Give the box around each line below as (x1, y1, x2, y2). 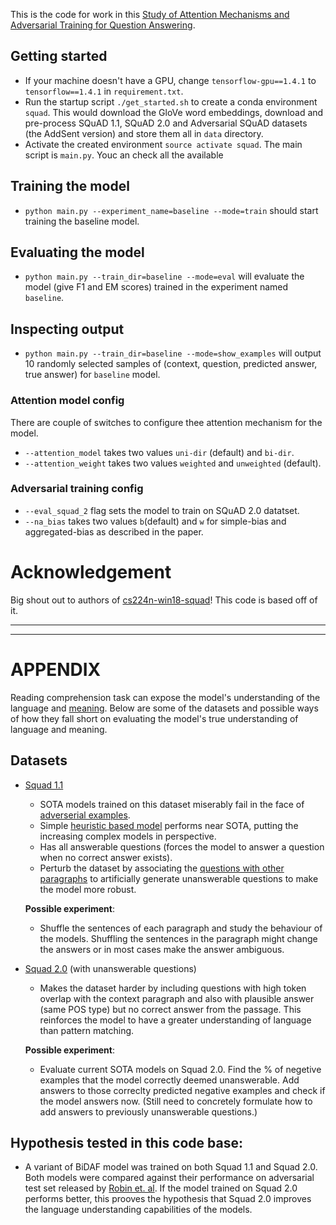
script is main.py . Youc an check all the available (24, 149, 224, 161)
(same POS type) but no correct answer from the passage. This (39, 1003, 302, 1015)
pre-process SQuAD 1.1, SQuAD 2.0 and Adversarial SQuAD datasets (24, 117, 308, 129)
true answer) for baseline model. (24, 369, 161, 381)
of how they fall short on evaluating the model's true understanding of (10, 712, 299, 724)
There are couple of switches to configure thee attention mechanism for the (10, 416, 323, 428)
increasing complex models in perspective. (39, 830, 217, 842)
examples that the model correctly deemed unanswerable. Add (39, 1074, 300, 1086)
